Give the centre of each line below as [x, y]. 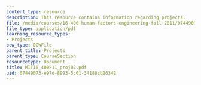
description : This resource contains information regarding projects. [96, 17]
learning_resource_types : [38, 34]
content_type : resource [36, 12]
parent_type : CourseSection [41, 56]
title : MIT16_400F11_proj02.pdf [46, 67]
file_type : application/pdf [41, 28]
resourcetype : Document [36, 62]
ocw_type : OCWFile [29, 45]
